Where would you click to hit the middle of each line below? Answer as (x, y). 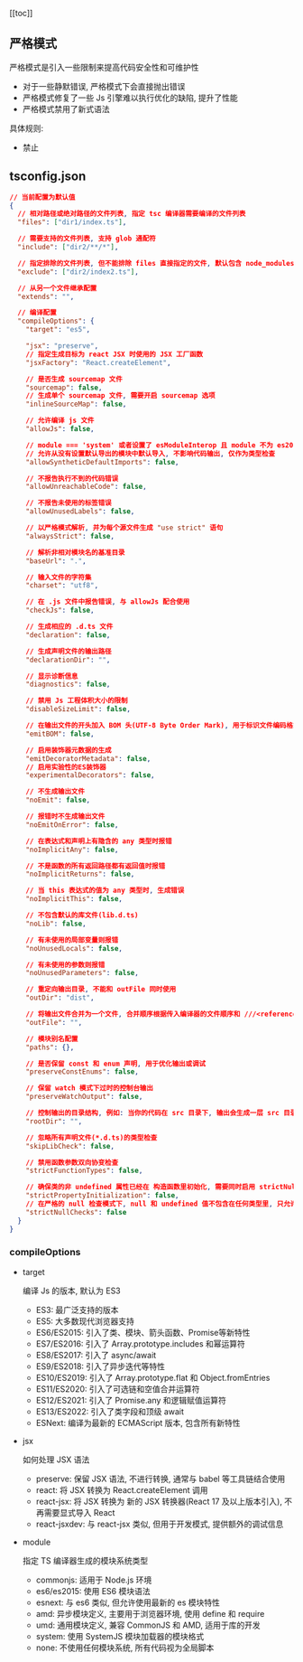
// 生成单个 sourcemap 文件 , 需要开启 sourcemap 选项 (120, 396)
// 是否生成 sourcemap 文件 (74, 379)
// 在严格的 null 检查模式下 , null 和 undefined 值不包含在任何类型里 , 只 (155, 1204)
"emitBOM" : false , (60, 734)
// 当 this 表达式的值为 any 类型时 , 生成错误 (105, 891)
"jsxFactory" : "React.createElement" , (98, 362)
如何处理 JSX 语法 (56, 1460)
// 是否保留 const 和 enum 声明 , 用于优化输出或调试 (115, 1064)
